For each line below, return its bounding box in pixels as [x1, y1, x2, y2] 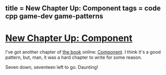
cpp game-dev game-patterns [5, 12, 103, 21]
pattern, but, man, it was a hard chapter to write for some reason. [5, 54, 143, 60]
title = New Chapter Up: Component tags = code [5, 4, 161, 13]
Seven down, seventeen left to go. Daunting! [5, 64, 98, 70]
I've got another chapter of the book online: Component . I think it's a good [5, 49, 161, 55]
